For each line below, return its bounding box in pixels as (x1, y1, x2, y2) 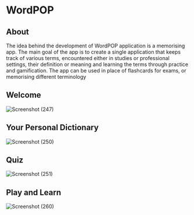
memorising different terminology (6, 74, 86, 80)
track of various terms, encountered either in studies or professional (6, 55, 170, 61)
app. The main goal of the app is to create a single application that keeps (6, 48, 181, 56)
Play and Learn (6, 188, 61, 197)
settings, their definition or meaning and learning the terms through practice (6, 61, 188, 68)
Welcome (6, 90, 41, 100)
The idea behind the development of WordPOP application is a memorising (6, 42, 185, 49)
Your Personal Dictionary (6, 123, 99, 133)
